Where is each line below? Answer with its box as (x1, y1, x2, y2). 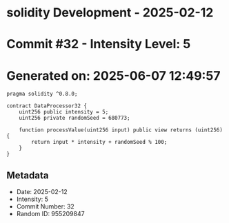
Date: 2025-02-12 (16, 188, 68, 196)
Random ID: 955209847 (16, 210, 85, 218)
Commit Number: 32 (16, 202, 75, 211)
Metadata (6, 169, 49, 181)
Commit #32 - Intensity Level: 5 (6, 36, 191, 52)
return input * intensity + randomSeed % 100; (31, 139, 168, 146)
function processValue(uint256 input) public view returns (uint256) (19, 127, 223, 134)
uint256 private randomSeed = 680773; (19, 115, 130, 122)
